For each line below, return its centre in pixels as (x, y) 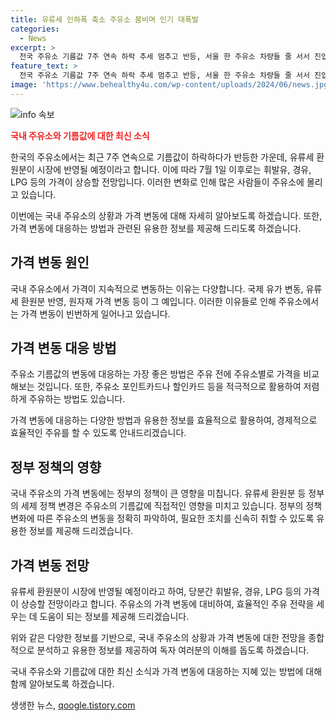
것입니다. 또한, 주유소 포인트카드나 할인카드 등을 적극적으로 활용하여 (169, 387)
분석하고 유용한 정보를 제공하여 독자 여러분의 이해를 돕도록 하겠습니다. (173, 650)
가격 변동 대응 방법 (63, 347)
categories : (35, 29)
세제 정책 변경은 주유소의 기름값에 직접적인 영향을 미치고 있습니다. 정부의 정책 (171, 506)
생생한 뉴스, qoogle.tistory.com (73, 705)
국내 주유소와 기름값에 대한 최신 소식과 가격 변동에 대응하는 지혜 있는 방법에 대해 (166, 671)
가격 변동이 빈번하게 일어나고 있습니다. (95, 313)
